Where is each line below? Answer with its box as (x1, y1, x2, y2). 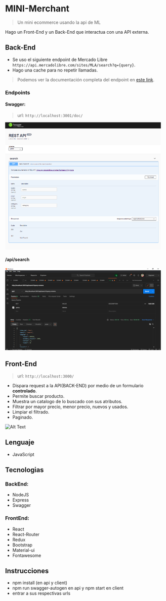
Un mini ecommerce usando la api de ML (17, 19, 101, 25)
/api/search (5, 256, 30, 262)
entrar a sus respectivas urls (12, 591, 71, 597)
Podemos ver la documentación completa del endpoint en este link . (17, 76, 155, 82)
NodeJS (12, 492, 29, 498)
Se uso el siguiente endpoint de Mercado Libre (12, 57, 108, 62)
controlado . (12, 388, 37, 394)
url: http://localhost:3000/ (17, 373, 74, 379)
